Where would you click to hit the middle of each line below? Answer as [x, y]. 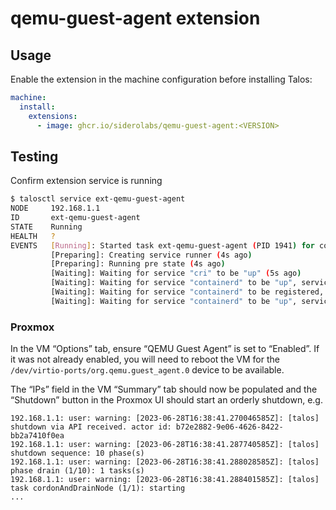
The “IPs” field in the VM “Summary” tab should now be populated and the [164, 389]
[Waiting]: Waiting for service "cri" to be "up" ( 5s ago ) [176, 273]
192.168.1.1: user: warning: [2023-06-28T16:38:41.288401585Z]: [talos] [165, 480]
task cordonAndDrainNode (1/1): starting [98, 488]
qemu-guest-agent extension [135, 18]
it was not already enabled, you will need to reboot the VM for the [145, 359]
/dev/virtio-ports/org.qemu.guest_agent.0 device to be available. [147, 370]
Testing [34, 156]
